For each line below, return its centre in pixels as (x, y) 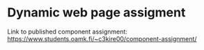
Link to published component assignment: (67, 32)
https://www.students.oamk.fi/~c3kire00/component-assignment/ (102, 38)
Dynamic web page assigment (96, 13)
